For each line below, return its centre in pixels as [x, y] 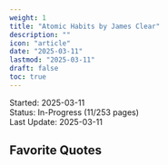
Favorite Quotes [56, 150]
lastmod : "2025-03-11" [52, 60]
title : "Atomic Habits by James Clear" [85, 26]
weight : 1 [28, 18]
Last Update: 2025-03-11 [56, 121]
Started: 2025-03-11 [47, 102]
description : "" [40, 34]
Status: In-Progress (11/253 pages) [74, 112]
